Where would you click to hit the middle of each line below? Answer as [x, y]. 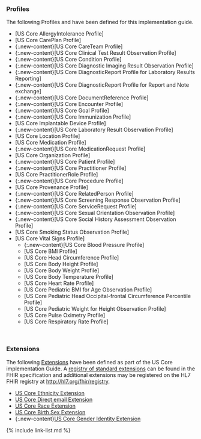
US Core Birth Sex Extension [50, 412]
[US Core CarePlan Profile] [48, 40]
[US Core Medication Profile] [50, 143]
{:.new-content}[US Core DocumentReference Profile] [82, 98]
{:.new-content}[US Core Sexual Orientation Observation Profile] [95, 213]
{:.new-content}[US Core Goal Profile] [62, 111]
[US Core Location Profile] [47, 136]
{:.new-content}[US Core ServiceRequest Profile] [76, 207]
